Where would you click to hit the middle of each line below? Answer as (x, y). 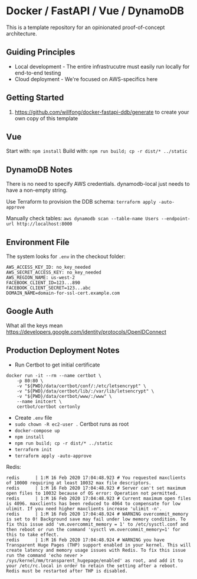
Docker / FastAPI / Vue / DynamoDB (95, 11)
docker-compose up (37, 430)
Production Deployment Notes (63, 350)
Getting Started (35, 98)
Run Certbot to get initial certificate (57, 365)
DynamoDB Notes (39, 170)
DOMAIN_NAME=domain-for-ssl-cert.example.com (63, 293)
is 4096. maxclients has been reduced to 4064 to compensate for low (93, 504)
